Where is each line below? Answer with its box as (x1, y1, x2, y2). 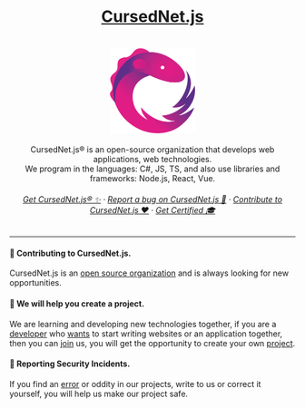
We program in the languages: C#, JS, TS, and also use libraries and (25, 163, 280, 174)
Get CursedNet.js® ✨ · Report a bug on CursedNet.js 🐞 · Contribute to (22, 193, 283, 205)
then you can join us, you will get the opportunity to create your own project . (9, 337, 296, 348)
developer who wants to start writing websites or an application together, (9, 328, 283, 339)
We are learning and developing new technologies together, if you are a (9, 318, 277, 329)
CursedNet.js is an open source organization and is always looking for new (9, 267, 289, 278)
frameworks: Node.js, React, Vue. (89, 172, 216, 183)
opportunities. (9, 277, 62, 288)
